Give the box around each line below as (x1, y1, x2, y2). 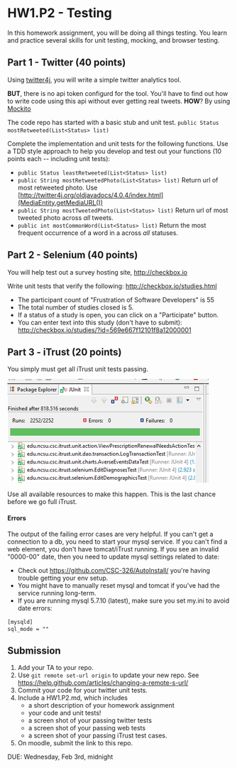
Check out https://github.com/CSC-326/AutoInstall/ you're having (17, 566, 211, 574)
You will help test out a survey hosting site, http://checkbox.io (7, 268, 188, 276)
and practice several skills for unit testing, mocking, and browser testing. (7, 35, 220, 44)
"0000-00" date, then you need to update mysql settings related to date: (7, 552, 220, 561)
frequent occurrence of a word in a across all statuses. (17, 229, 179, 237)
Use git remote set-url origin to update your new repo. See (17, 671, 199, 679)
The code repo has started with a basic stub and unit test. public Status (7, 118, 219, 126)
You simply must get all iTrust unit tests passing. (7, 365, 149, 373)
